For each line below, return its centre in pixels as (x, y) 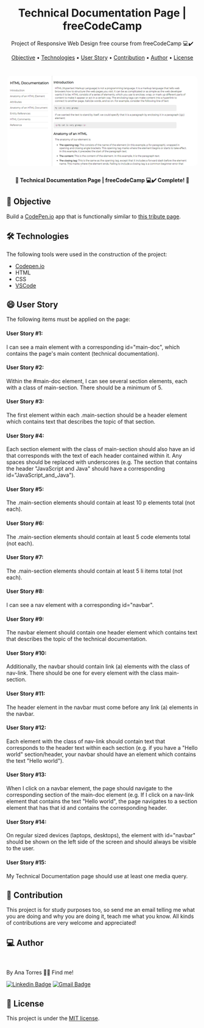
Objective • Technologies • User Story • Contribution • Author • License (102, 57)
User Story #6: (25, 523)
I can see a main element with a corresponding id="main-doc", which (93, 347)
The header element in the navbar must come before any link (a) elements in (102, 707)
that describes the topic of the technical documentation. (77, 639)
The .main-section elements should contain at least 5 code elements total (98, 537)
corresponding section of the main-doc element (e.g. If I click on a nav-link (100, 795)
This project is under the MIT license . (53, 1018)
